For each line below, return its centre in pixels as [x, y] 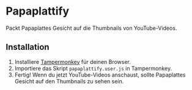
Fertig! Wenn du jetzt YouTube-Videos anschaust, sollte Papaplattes [100, 75]
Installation [28, 47]
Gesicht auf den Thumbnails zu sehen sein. [69, 81]
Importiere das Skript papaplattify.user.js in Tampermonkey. [93, 68]
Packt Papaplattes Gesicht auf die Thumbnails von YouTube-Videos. [91, 28]
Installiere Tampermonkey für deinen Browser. [72, 61]
